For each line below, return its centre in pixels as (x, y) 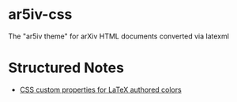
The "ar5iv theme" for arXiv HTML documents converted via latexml (118, 36)
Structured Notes (66, 68)
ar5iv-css (40, 15)
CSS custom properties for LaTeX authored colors (100, 89)
